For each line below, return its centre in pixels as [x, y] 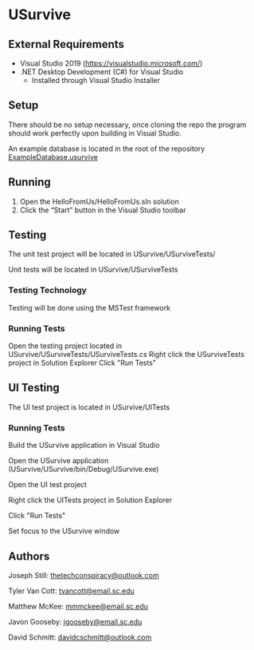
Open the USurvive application [59, 461]
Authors [29, 556]
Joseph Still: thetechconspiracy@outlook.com [84, 575]
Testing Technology [48, 291]
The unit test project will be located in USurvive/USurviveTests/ [112, 254]
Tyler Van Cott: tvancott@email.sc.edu [72, 591]
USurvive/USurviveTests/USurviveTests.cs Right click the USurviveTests [127, 355]
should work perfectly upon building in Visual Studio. [95, 133]
